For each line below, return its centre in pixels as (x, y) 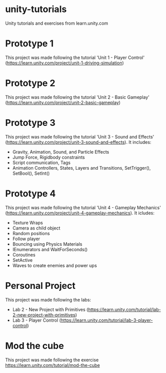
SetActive (22, 260)
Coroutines (24, 255)
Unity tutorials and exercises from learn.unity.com (57, 23)
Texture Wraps (28, 222)
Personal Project (40, 286)
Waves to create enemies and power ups (55, 265)
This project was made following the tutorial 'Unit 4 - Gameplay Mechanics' (83, 207)
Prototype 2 (30, 83)
